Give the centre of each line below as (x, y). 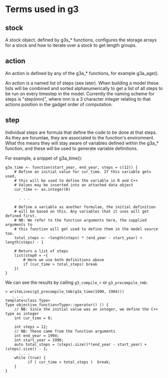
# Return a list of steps (41, 251)
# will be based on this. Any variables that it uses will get (82, 211)
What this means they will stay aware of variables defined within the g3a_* (82, 143)
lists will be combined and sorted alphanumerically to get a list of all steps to (84, 88)
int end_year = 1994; (37, 336)
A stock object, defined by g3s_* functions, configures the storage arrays (81, 40)
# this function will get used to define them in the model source (86, 229)
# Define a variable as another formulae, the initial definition (85, 207)
